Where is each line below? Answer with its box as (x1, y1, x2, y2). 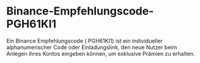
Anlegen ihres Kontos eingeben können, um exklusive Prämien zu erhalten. (6, 50, 195, 57)
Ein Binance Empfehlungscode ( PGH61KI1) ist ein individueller (6, 37, 163, 44)
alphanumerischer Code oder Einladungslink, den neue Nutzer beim (6, 44, 177, 51)
